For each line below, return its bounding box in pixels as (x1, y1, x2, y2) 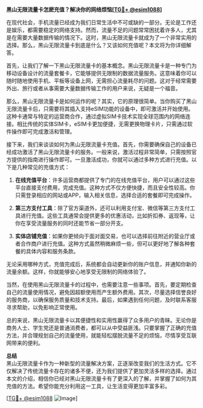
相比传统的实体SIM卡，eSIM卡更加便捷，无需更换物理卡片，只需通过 (16, 121, 187, 127)
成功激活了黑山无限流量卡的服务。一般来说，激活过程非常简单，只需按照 (11, 149, 192, 155)
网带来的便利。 (6, 339, 43, 346)
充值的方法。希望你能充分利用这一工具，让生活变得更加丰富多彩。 (6, 383, 170, 390)
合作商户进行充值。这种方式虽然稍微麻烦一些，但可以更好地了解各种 (20, 240, 190, 247)
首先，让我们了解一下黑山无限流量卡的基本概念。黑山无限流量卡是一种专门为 (6, 62, 197, 69)
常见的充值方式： (27, 164, 70, 170)
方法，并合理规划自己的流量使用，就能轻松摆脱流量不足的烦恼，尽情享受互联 (6, 332, 197, 339)
